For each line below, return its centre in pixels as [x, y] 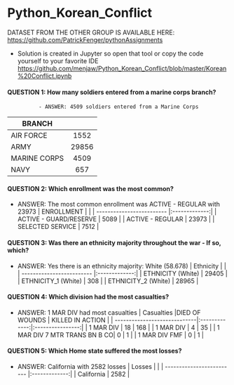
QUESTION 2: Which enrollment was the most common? [90, 188]
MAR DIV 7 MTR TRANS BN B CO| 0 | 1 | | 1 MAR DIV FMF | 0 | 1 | [111, 334]
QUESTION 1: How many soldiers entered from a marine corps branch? [112, 92]
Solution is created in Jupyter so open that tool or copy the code [110, 53]
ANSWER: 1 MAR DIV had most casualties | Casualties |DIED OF [109, 312]
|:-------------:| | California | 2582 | [78, 374]
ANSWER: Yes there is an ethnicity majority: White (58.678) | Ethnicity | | [122, 266]
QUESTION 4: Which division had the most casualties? [88, 297]
